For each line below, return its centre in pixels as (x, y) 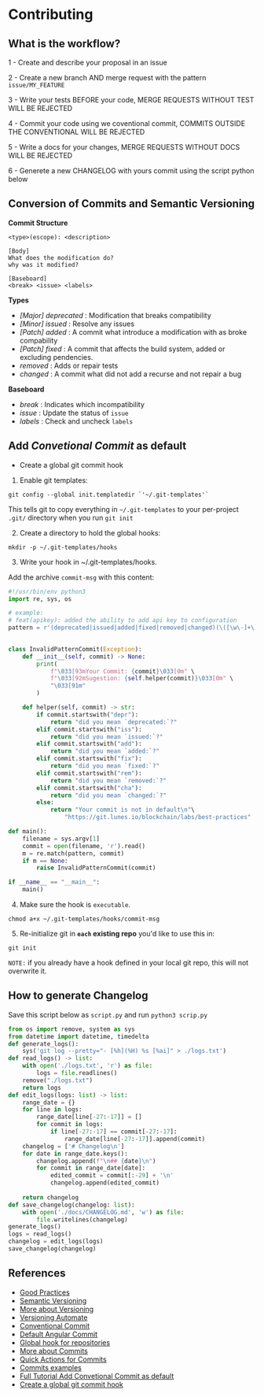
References (37, 1273)
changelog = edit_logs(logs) (56, 1242)
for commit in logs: (70, 1125)
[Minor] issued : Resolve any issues (77, 324)
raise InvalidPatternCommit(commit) (96, 868)
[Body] (19, 251)
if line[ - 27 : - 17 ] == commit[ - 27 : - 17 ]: (114, 1132)
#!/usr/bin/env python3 (47, 591)
